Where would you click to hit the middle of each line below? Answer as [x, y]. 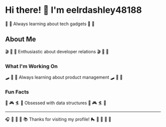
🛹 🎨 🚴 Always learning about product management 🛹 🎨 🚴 [64, 77]
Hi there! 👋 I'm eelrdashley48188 [74, 10]
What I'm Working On [31, 66]
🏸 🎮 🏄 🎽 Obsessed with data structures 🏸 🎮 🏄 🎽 [56, 103]
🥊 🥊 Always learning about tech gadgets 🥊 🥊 [50, 24]
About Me [21, 39]
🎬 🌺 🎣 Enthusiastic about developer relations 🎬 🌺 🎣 [57, 51]
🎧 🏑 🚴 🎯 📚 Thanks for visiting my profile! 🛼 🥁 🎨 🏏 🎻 [58, 119]
